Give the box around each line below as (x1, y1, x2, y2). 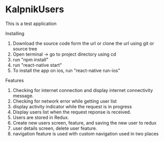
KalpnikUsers (5, 4, 64, 15)
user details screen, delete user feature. (12, 125, 97, 131)
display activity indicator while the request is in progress (12, 103, 132, 109)
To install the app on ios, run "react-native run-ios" (12, 67, 120, 74)
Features (5, 77, 24, 83)
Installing (5, 30, 25, 36)
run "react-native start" (12, 62, 63, 68)
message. (12, 92, 34, 99)
